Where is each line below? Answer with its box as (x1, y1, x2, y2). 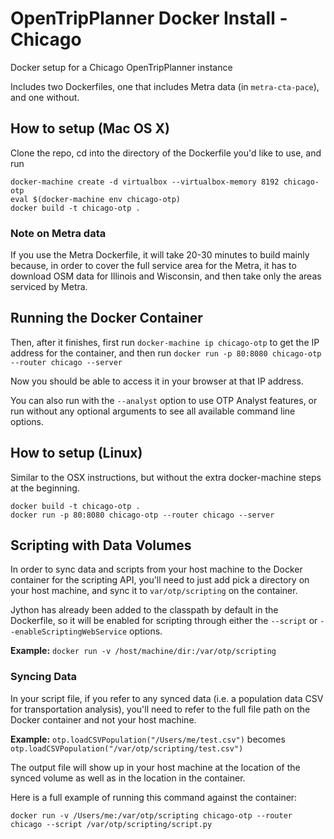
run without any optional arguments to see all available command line (10, 405, 296, 417)
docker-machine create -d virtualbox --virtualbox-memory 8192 (10, 177, 280, 187)
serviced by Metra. (10, 281, 88, 293)
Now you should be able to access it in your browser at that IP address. (10, 375, 304, 387)
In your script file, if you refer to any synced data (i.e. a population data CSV (10, 692, 324, 704)
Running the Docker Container (10, 310, 203, 327)
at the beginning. (10, 482, 80, 494)
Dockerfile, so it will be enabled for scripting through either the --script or (10, 615, 318, 627)
